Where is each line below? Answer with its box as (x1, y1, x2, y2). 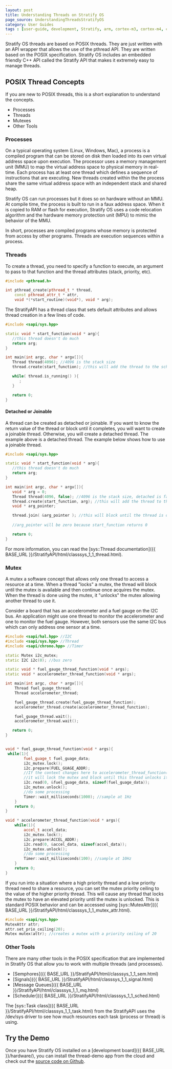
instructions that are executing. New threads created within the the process (5, 175, 165, 181)
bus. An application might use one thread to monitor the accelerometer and (5, 613, 164, 620)
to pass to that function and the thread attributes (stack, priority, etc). (5, 268, 152, 275)
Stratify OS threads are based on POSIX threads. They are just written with (5, 41, 163, 47)
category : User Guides (5, 22, 54, 27)
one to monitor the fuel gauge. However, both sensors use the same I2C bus (5, 619, 166, 625)
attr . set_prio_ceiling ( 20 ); (5, 927, 66, 932)
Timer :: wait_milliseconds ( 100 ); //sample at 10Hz (24, 856, 132, 861)
